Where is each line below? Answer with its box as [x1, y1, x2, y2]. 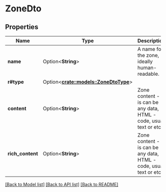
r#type [7, 79, 24, 85]
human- [137, 64, 157, 71]
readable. [137, 70, 160, 77]
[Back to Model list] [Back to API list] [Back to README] [5, 182, 119, 187]
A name [137, 46, 156, 52]
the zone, [137, 52, 160, 58]
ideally [137, 58, 153, 65]
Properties [5, 23, 39, 31]
